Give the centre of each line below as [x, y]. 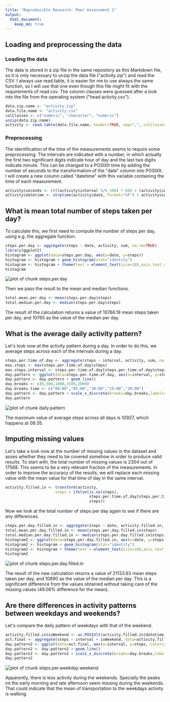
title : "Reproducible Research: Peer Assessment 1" [61, 10]
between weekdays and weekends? [63, 613]
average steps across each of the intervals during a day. [64, 351]
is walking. [16, 694]
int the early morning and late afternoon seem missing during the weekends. [85, 683]
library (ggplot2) [24, 251]
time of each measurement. [34, 181]
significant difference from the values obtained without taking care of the [81, 584]
